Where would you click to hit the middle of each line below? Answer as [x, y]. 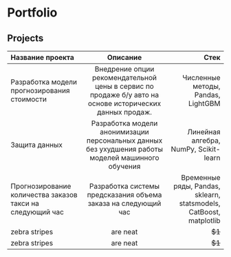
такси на [25, 203]
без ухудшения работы [124, 149]
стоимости [29, 99]
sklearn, [208, 195]
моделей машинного [124, 158]
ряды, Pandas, [197, 186]
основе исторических [125, 103]
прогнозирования [40, 91]
